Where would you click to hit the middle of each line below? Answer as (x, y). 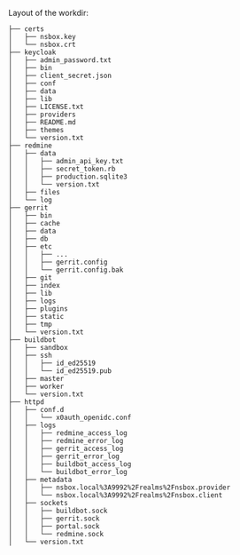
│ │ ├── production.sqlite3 (68, 177)
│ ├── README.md (42, 123)
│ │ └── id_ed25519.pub (60, 371)
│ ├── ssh (30, 355)
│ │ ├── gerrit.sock (54, 519)
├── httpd (27, 402)
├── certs (27, 29)
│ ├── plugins (38, 309)
